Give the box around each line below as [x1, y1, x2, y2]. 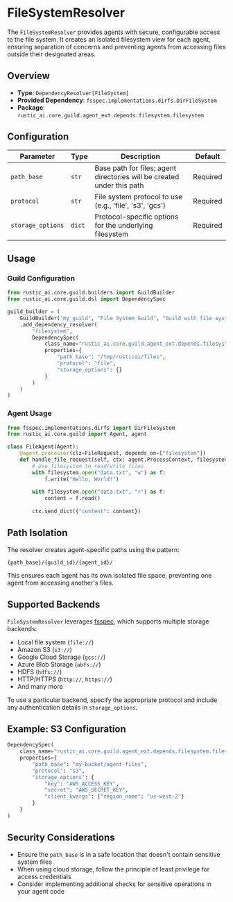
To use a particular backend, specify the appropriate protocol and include [7, 696, 218, 704]
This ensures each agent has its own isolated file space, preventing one [7, 571, 212, 579]
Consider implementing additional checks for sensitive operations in [17, 880, 212, 888]
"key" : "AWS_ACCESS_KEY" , [44, 780, 119, 787]
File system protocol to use [94, 192, 183, 201]
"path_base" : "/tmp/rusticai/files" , [56, 353, 166, 360]
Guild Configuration [7, 273, 76, 283]
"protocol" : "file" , [56, 360, 116, 367]
